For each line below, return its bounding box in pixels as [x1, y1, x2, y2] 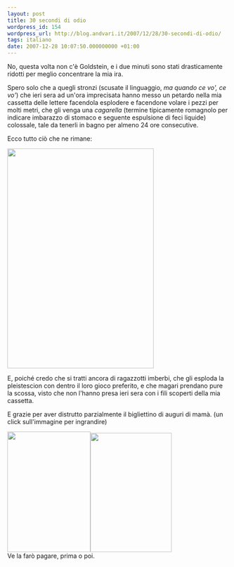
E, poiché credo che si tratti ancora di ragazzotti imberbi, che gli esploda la [7, 374, 224, 382]
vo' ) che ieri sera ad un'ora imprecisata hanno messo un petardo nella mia [7, 91, 222, 99]
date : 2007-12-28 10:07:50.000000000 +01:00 [7, 43, 140, 50]
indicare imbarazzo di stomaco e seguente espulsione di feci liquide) [7, 113, 206, 122]
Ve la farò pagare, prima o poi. [7, 552, 95, 560]
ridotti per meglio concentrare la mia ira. [7, 70, 124, 78]
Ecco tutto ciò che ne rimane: [7, 134, 93, 143]
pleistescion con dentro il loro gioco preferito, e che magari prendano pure [7, 381, 223, 390]
